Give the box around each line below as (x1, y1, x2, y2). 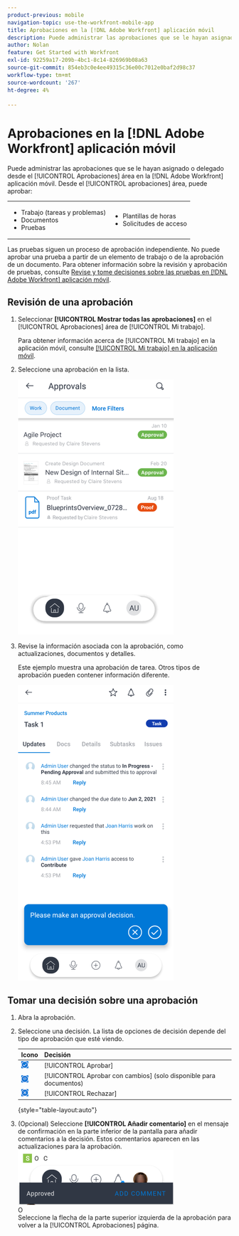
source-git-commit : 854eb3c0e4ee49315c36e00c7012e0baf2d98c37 (7, 64, 196, 71)
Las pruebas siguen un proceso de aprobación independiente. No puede (7, 245, 221, 254)
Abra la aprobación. (17, 1013, 76, 1022)
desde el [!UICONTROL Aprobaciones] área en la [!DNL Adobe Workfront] (7, 171, 224, 181)
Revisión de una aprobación (7, 296, 134, 308)
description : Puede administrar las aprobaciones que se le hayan (7, 34, 208, 41)
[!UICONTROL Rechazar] (43, 1089, 117, 1098)
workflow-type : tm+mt (7, 71, 72, 78)
